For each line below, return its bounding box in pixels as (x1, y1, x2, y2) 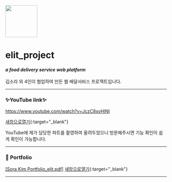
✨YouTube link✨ (5, 97, 47, 104)
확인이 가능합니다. (10, 135, 47, 142)
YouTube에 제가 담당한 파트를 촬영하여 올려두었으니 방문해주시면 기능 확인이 (5, 129, 158, 135)
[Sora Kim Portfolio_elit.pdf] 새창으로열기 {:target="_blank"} (5, 166, 128, 172)
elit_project (5, 50, 55, 61)
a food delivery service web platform (5, 66, 86, 73)
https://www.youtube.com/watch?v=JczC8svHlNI (5, 108, 110, 114)
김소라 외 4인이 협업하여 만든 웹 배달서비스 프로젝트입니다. (5, 79, 122, 85)
